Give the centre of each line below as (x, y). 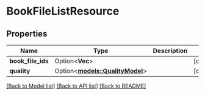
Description (170, 51)
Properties (27, 34)
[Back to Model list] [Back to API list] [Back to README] (76, 86)
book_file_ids (29, 61)
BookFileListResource (63, 11)
